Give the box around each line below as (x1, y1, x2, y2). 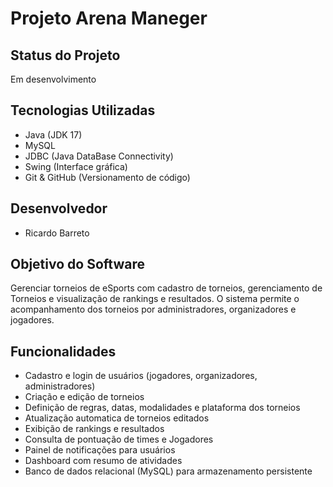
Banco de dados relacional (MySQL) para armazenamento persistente (24, 465, 313, 477)
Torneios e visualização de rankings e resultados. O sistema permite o (10, 293, 300, 305)
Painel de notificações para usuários (24, 444, 176, 456)
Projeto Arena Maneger (10, 7, 208, 30)
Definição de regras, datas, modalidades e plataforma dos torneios (24, 402, 301, 414)
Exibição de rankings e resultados (24, 423, 165, 435)
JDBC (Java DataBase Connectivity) (24, 150, 174, 162)
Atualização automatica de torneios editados (24, 412, 210, 424)
